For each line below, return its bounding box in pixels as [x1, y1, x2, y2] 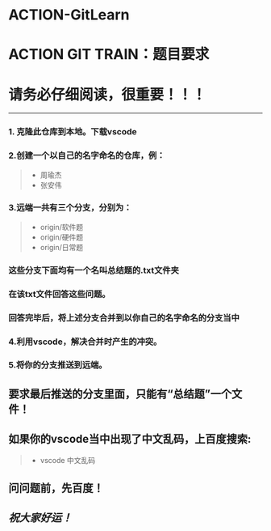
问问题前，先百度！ [8, 482, 104, 495]
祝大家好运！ [8, 512, 73, 525]
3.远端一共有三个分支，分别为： [8, 202, 132, 214]
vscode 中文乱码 [40, 455, 95, 465]
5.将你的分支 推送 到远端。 [8, 359, 107, 371]
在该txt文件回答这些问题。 [8, 288, 110, 299]
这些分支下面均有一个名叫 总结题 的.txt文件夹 [8, 265, 179, 276]
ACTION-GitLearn [8, 6, 131, 24]
